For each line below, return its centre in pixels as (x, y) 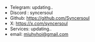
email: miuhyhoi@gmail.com (39, 34)
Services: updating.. (31, 29)
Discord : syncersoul (31, 13)
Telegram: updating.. (31, 7)
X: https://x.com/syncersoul (39, 23)
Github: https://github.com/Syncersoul (50, 18)
